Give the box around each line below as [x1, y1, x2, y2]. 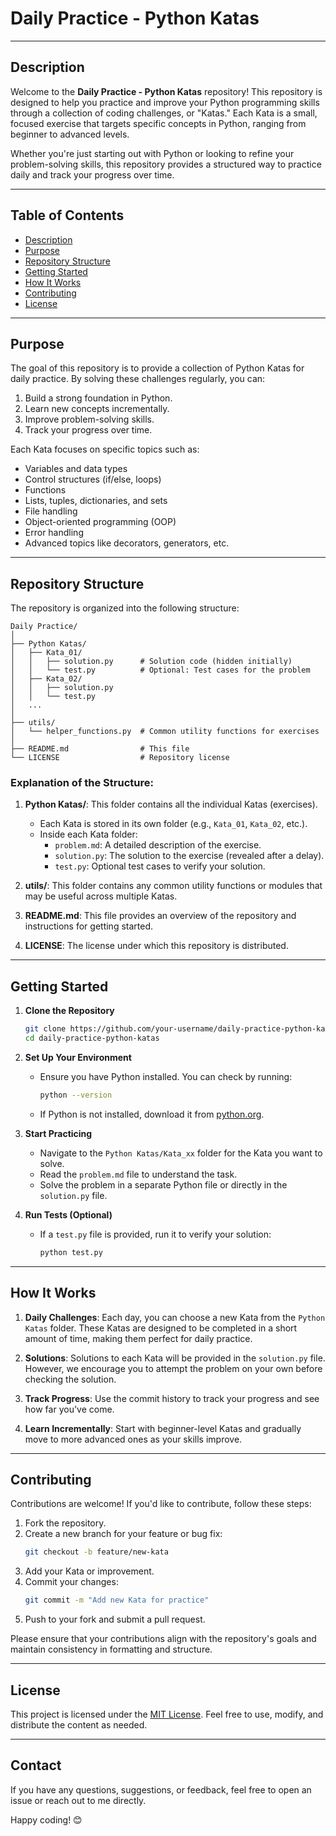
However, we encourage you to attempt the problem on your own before [24, 1362, 323, 1374]
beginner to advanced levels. [10, 128, 130, 140]
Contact [10, 1757, 62, 1774]
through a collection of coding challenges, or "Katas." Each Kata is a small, [10, 107, 318, 119]
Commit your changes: [24, 1576, 119, 1588]
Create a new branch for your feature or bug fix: [24, 1528, 223, 1540]
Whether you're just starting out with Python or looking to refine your [10, 147, 295, 159]
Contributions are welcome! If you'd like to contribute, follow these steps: [10, 1498, 312, 1510]
